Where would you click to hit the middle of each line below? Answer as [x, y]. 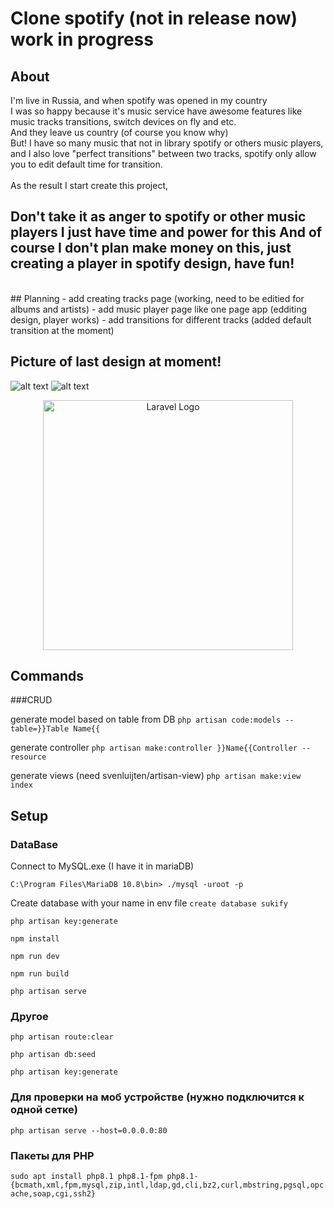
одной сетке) [44, 1110]
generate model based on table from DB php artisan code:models [146, 719]
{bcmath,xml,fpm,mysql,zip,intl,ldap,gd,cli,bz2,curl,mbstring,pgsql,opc [167, 1185]
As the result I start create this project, [89, 185]
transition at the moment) [62, 330]
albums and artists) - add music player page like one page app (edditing [159, 309]
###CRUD [31, 700]
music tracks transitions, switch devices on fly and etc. [123, 121]
